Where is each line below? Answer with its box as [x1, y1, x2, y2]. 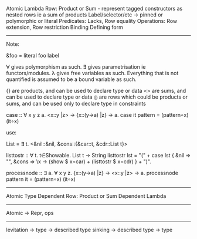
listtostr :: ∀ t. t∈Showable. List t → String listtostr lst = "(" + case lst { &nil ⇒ [6, 152, 191, 159]
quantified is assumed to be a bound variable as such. [6, 76, 137, 83]
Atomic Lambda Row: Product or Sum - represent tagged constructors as [6, 5, 183, 12]
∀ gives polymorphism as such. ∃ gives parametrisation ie [6, 63, 146, 70]
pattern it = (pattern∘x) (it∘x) [6, 176, 76, 183]
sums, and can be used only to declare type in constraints [6, 100, 147, 107]
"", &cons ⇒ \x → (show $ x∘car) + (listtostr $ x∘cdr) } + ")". [6, 158, 151, 165]
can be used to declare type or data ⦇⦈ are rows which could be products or [6, 93, 188, 100]
